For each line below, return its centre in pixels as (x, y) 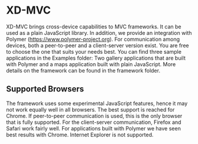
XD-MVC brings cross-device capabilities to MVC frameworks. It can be (94, 27)
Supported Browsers (45, 89)
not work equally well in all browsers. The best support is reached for (90, 109)
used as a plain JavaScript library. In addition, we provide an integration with (99, 32)
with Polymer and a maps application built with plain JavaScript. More (91, 64)
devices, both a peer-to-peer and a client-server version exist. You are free (98, 45)
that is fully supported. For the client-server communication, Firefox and (94, 122)
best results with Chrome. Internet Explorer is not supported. (80, 135)
